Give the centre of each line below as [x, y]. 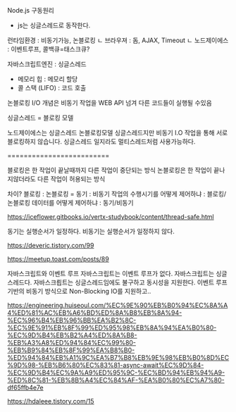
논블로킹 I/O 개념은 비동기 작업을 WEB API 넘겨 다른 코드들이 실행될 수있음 [110, 103]
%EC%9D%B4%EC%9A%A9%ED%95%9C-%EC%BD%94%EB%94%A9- [116, 373]
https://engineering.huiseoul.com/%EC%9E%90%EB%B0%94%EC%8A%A [118, 305]
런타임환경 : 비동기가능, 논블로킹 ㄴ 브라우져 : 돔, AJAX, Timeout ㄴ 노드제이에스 [118, 40]
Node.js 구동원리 [31, 10]
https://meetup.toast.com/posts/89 [58, 259]
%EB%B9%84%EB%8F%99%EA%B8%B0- [71, 350]
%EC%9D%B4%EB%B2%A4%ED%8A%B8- [72, 335]
